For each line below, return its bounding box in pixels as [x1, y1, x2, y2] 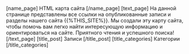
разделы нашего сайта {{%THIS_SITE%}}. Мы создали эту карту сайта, [6, 17, 184, 24]
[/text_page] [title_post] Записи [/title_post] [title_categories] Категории [6, 36, 180, 42]
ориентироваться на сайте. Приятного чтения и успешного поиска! [6, 29, 174, 36]
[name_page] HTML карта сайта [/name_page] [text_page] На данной [6, 5, 177, 11]
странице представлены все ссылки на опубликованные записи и [6, 11, 171, 18]
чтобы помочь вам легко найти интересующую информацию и [6, 23, 163, 30]
